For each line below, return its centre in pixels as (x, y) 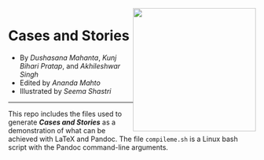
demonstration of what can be (57, 130)
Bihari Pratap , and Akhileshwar (70, 65)
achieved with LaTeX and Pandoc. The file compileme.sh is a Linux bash (123, 139)
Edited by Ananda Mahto (60, 83)
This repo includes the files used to (65, 113)
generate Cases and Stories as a (62, 122)
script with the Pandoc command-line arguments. (88, 147)
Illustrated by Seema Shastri (65, 91)
